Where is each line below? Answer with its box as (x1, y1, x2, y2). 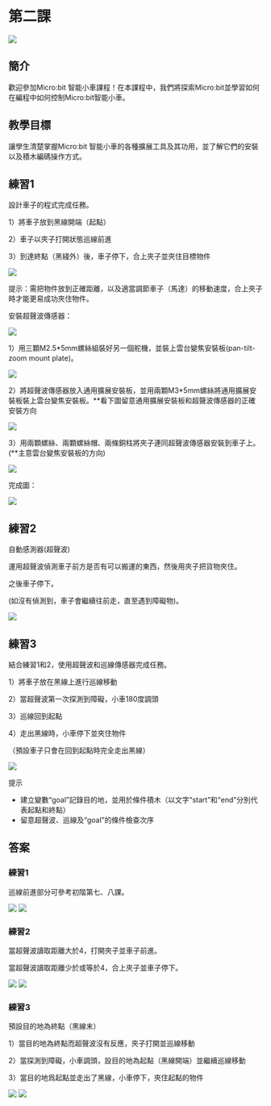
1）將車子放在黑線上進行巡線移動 (8, 677, 118, 687)
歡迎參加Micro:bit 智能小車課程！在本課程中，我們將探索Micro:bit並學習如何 (8, 82, 261, 92)
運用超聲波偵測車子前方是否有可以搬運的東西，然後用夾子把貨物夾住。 (8, 561, 242, 571)
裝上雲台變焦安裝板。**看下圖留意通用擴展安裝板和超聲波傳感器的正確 (22, 396, 256, 406)
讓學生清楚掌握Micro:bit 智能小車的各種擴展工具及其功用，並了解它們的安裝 (8, 141, 259, 151)
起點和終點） (27, 805, 70, 815)
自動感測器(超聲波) (8, 545, 71, 554)
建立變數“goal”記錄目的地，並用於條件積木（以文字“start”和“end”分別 (19, 795, 252, 804)
